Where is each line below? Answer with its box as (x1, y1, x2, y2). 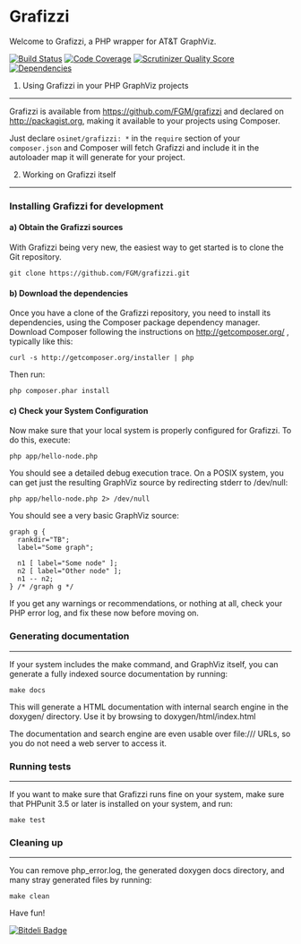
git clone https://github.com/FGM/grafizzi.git (9, 269, 191, 279)
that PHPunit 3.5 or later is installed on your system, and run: (9, 799, 233, 810)
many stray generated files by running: (9, 875, 152, 886)
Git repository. (9, 252, 62, 262)
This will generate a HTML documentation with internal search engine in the (9, 701, 289, 712)
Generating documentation (9, 630, 130, 642)
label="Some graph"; (17, 544, 94, 553)
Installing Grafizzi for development (9, 200, 164, 212)
